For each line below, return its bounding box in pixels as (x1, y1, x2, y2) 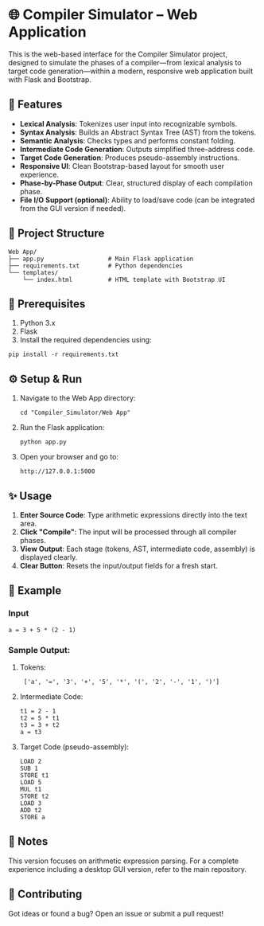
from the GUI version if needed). (19, 203, 126, 213)
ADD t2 (19, 806, 42, 814)
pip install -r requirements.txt (8, 350, 119, 359)
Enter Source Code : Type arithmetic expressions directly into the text (19, 510, 248, 519)
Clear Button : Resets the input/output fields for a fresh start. (19, 561, 218, 570)
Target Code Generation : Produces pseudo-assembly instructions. (19, 153, 240, 162)
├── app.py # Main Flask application (8, 255, 194, 263)
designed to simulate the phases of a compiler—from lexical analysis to (8, 57, 242, 67)
